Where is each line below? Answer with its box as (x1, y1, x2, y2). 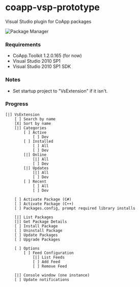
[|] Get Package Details (14, 219, 67, 224)
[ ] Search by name (14, 116, 56, 121)
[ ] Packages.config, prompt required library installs (14, 205, 136, 211)
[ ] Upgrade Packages (14, 237, 60, 242)
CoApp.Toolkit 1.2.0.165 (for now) (12, 53, 82, 59)
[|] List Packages (14, 215, 53, 220)
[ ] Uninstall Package (14, 228, 63, 233)
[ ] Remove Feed (32, 264, 67, 269)
